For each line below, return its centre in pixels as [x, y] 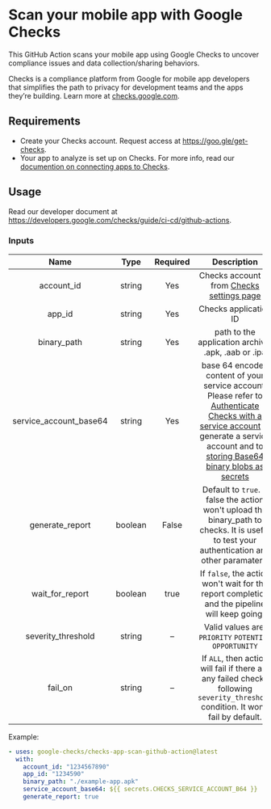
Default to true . [231, 489]
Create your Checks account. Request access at [100, 141]
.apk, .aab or [227, 352]
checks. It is [222, 529]
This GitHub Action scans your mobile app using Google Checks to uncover [134, 54]
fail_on [60, 687]
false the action [235, 499]
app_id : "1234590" [54, 774]
